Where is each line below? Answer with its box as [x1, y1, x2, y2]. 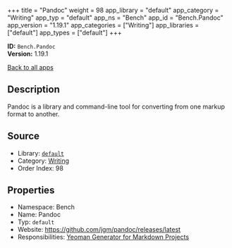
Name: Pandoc [17, 211, 61, 219]
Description [7, 84, 60, 96]
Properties [7, 185, 55, 197]
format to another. [7, 109, 60, 118]
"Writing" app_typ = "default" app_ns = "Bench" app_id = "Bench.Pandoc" [7, 13, 224, 22]
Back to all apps [7, 63, 54, 71]
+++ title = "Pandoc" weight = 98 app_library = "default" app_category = [7, 6, 219, 14]
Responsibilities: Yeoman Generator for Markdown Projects [17, 232, 189, 242]
